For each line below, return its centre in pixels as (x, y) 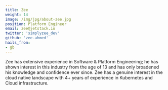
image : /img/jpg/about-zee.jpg (38, 19)
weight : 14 (17, 15)
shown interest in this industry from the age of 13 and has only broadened (82, 67)
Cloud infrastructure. (27, 83)
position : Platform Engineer (36, 24)
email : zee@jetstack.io (30, 29)
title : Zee (17, 10)
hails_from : (18, 43)
